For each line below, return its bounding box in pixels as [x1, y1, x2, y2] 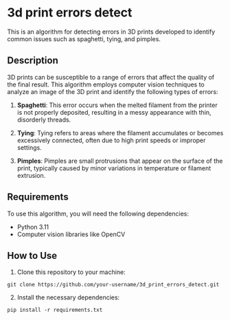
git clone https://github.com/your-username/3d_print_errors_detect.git [7, 282, 220, 288]
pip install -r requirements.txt [7, 307, 103, 314]
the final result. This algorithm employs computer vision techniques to [7, 80, 205, 89]
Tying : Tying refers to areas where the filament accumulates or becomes [16, 128, 224, 137]
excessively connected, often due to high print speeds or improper [16, 136, 206, 144]
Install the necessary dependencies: [16, 293, 120, 301]
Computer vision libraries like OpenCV [16, 230, 126, 238]
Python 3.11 [16, 222, 49, 231]
